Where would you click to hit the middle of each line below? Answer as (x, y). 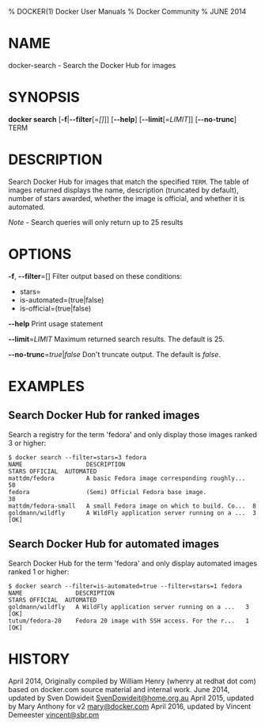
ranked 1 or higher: (39, 571)
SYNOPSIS (44, 97)
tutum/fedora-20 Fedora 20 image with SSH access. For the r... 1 (129, 621)
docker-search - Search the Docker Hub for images (92, 65)
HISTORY (39, 658)
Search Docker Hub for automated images (114, 544)
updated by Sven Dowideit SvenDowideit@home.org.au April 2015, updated (131, 698)
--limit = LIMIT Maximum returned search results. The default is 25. (117, 339)
